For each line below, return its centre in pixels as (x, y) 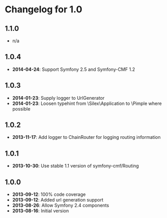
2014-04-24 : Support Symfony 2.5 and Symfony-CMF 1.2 (73, 69)
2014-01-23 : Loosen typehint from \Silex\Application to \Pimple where (87, 103)
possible (21, 108)
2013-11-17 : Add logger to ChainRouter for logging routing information (86, 137)
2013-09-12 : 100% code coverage (49, 194)
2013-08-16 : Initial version (40, 211)
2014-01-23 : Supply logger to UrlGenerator (58, 98)
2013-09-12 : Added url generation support (58, 200)
